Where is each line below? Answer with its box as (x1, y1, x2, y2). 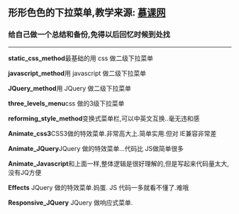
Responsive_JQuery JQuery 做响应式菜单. (8, 198, 133, 207)
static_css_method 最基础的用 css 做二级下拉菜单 (8, 54, 154, 62)
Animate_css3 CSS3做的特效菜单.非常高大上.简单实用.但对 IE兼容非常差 (8, 129, 217, 137)
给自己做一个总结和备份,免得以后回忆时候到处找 (8, 30, 171, 40)
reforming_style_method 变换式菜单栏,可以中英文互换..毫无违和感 (8, 114, 200, 123)
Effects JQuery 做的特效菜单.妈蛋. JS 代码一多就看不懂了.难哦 (8, 183, 189, 191)
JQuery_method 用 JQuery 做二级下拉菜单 (8, 84, 132, 92)
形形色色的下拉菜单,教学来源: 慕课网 (8, 6, 166, 19)
